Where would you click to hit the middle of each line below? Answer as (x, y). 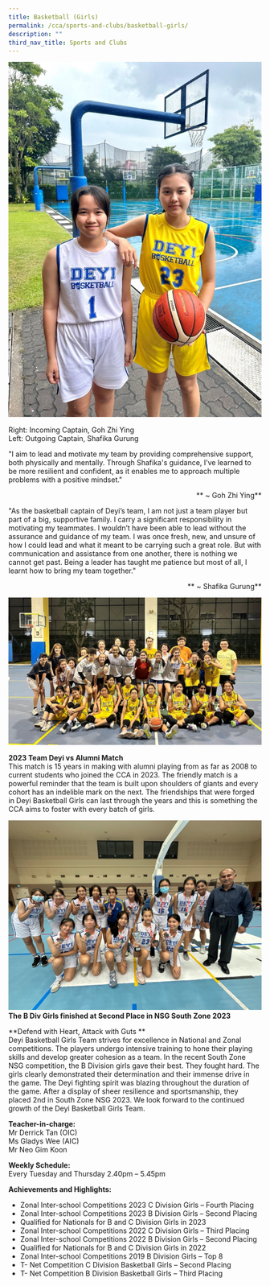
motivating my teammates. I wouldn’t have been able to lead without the (127, 528)
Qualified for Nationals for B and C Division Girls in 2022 (113, 1248)
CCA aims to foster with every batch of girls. (82, 809)
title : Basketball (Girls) (53, 17)
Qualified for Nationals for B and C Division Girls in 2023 (113, 1222)
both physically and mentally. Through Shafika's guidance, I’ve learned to (130, 463)
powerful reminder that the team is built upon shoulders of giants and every (133, 783)
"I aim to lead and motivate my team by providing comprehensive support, (131, 454)
